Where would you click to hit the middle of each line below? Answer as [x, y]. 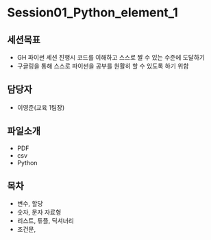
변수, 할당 [30, 204]
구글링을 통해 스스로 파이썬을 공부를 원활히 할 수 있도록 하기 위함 [103, 66]
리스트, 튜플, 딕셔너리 [45, 221]
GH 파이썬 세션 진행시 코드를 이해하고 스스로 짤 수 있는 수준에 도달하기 [111, 57]
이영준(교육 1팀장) [41, 107]
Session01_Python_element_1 [92, 13]
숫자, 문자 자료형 [39, 212]
